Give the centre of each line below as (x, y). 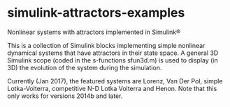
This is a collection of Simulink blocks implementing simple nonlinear (106, 45)
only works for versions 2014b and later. (65, 96)
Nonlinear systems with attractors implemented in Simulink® (94, 32)
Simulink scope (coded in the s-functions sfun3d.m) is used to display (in (113, 60)
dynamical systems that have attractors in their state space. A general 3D (113, 53)
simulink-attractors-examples (96, 13)
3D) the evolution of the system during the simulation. (85, 67)
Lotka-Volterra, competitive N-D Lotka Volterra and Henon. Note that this (112, 88)
